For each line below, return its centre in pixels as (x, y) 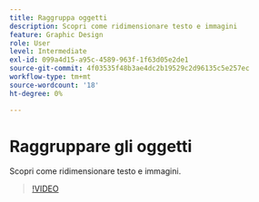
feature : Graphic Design (56, 34)
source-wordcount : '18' (55, 85)
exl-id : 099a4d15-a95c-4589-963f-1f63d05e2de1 (99, 60)
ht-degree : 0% (36, 93)
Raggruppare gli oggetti (101, 146)
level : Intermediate (49, 52)
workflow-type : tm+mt (50, 77)
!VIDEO (45, 189)
